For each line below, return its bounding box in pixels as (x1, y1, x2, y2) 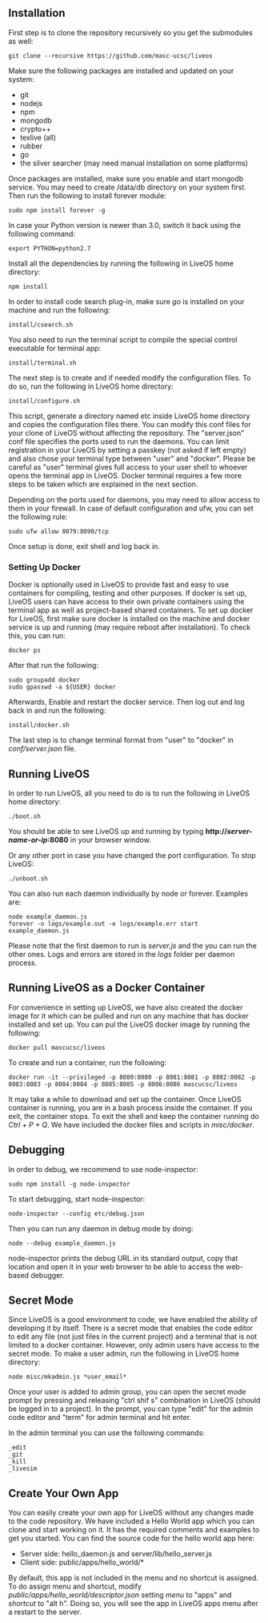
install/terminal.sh (8, 359, 78, 367)
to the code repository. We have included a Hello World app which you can (8, 1516, 254, 1526)
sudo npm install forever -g (8, 206, 106, 214)
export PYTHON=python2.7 (8, 244, 91, 252)
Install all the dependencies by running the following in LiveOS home (8, 258, 234, 268)
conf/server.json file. (8, 744, 77, 754)
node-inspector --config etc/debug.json (8, 1210, 146, 1218)
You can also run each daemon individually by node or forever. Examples (8, 889, 249, 898)
